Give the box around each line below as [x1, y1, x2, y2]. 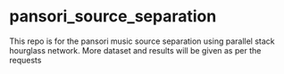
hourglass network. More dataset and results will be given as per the [9, 45, 262, 55]
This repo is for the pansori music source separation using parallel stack [9, 36, 275, 46]
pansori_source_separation [9, 6, 217, 27]
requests [9, 54, 42, 65]
